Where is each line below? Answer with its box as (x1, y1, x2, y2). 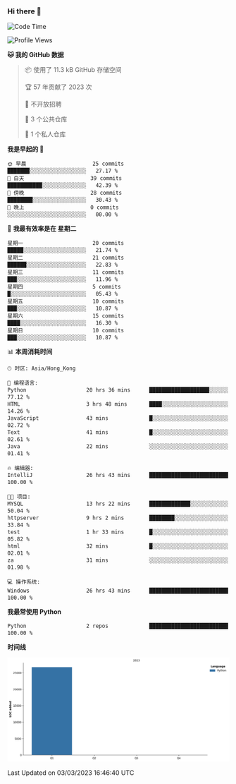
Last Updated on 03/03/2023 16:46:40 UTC (7, 768, 135, 777)
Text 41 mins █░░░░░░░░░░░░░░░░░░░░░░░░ (7, 429, 229, 436)
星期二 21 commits (7, 254, 125, 262)
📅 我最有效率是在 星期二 (7, 224, 77, 233)
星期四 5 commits (7, 284, 121, 291)
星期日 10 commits (7, 327, 125, 334)
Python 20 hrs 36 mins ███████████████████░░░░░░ (7, 387, 229, 394)
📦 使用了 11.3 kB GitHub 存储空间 (24, 66, 122, 74)
